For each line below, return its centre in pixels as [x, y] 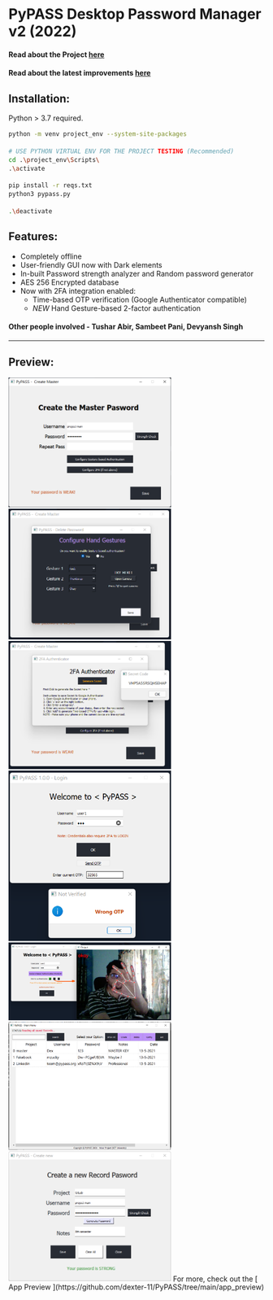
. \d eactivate [30, 212]
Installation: [39, 98]
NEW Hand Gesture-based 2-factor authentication [117, 308]
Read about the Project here [56, 55]
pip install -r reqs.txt [50, 185]
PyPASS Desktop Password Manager [135, 14]
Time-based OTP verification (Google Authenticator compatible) [140, 299]
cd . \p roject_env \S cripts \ [54, 159]
